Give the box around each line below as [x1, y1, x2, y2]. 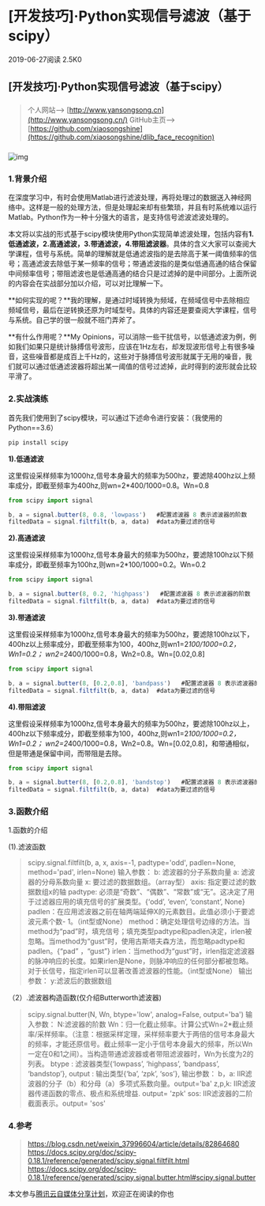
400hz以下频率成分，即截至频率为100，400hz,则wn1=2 [8, 728, 189, 738]
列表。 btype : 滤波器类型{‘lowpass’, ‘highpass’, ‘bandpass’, [27, 1059, 220, 1068]
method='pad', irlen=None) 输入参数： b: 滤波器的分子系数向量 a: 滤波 [27, 868, 256, 877]
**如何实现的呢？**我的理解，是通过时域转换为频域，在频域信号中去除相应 [8, 296, 251, 305]
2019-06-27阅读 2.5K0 [8, 55, 82, 64]
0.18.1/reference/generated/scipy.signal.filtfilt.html [27, 1155, 190, 1165]
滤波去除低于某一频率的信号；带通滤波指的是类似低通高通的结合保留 [35, 259, 257, 269]
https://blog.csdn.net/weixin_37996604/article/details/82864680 [27, 1139, 240, 1148]
